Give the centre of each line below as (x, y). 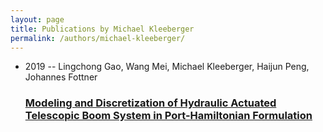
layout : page (37, 19)
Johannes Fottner (61, 77)
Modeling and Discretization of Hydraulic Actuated (150, 103)
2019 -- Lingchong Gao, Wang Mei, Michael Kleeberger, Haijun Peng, (167, 67)
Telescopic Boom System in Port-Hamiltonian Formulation (168, 116)
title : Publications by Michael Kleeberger (102, 29)
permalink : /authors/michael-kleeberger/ (98, 38)
